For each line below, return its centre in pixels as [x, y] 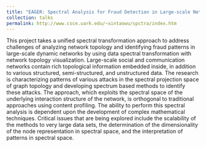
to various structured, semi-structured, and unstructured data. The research [102, 73]
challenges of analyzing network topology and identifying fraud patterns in [101, 47]
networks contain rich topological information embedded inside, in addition [101, 66]
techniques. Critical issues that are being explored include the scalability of [101, 118]
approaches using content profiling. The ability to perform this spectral [96, 106]
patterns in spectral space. [40, 138]
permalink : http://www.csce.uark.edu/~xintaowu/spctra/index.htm [91, 23]
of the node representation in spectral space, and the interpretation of [95, 131]
